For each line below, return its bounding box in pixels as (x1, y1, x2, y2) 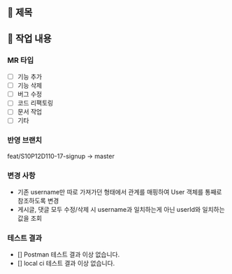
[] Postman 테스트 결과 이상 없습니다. (17, 250, 120, 259)
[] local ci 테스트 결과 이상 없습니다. (17, 259, 115, 268)
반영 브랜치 (7, 136, 43, 145)
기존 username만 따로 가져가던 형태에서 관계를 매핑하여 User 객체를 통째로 (17, 188, 222, 196)
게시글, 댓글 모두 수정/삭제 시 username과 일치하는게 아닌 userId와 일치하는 (17, 206, 225, 214)
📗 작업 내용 (7, 32, 52, 44)
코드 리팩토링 (17, 99, 54, 107)
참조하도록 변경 (17, 196, 59, 205)
